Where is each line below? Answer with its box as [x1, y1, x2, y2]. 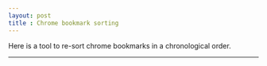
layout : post [8, 11, 52, 20]
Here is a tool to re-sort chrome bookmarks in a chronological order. [8, 41, 232, 50]
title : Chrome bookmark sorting [8, 19, 119, 27]
